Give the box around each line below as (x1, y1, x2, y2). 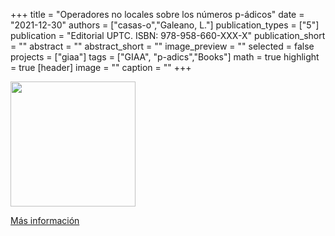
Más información (10, 215, 80, 226)
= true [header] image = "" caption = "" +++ (10, 62, 192, 73)
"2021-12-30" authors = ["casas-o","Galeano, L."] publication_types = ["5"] (10, 19, 320, 31)
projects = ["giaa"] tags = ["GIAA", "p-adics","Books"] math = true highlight (10, 51, 320, 63)
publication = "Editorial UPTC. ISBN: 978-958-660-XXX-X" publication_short (10, 30, 326, 41)
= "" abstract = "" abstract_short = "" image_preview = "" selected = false (10, 40, 315, 52)
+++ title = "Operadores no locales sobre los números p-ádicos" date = (10, 9, 305, 20)
